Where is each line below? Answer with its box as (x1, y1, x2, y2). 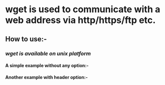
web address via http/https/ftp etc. (5, 14, 156, 26)
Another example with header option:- (5, 74, 88, 80)
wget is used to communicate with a (5, 4, 160, 15)
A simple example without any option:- (5, 63, 89, 69)
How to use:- (5, 35, 47, 43)
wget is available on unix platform (5, 50, 91, 57)
